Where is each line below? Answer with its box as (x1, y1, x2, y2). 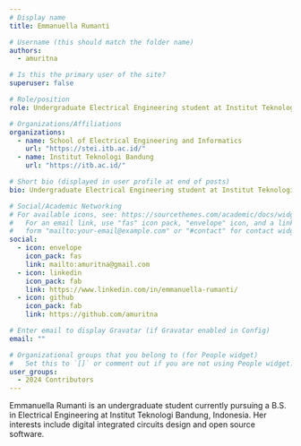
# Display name (9, 13, 66, 22)
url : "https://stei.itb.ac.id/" (25, 144, 146, 153)
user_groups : (9, 367, 58, 376)
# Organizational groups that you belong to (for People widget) (9, 350, 258, 359)
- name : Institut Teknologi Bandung (17, 153, 154, 162)
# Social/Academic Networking (9, 202, 123, 210)
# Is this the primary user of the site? (9, 71, 167, 80)
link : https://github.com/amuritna (25, 310, 159, 319)
